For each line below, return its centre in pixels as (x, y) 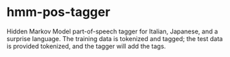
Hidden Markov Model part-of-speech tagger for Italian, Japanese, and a (113, 31)
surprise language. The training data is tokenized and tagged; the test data (115, 38)
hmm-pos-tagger (58, 12)
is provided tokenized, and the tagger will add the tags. (86, 46)
